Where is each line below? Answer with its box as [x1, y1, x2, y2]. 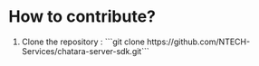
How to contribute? [8, 6, 156, 27]
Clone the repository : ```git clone [21, 36, 146, 47]
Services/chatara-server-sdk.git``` [21, 45, 150, 56]
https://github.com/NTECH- [147, 36, 251, 47]
